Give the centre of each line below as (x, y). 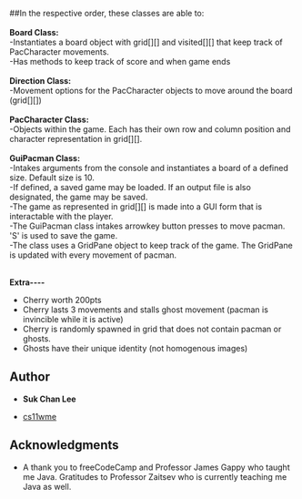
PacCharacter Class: (49, 119)
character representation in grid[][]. (76, 139)
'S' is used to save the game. (64, 235)
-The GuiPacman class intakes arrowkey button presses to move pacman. (147, 226)
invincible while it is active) (73, 319)
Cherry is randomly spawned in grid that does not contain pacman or (152, 329)
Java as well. (47, 486)
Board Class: (34, 32)
